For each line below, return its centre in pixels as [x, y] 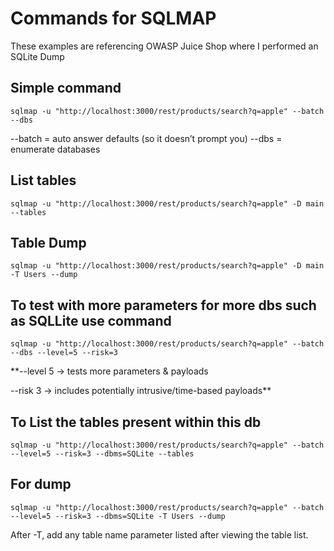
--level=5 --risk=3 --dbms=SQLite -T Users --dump [118, 516]
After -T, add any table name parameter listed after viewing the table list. [159, 534]
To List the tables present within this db [136, 422]
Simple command [66, 88]
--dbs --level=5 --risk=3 [64, 353]
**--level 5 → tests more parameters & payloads [109, 371]
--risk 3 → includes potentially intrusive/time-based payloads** [141, 391]
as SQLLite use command [91, 320]
